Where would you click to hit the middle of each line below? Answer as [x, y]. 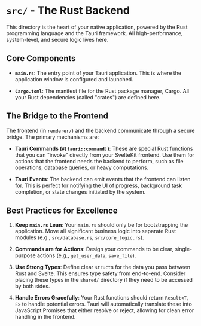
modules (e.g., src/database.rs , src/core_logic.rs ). [80, 237]
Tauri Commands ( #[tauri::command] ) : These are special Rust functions [104, 148]
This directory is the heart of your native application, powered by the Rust [97, 27]
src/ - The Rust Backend [68, 10]
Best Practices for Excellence [62, 210]
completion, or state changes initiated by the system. [80, 191]
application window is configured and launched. [74, 79]
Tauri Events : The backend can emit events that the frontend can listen [103, 179]
